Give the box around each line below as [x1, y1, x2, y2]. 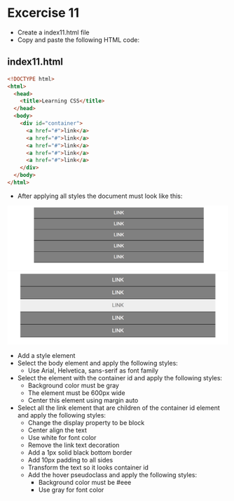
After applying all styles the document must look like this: [17, 192, 183, 200]
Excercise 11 [7, 5, 79, 21]
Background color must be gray [27, 381, 119, 389]
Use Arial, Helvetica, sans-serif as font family [27, 366, 159, 375]
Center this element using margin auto [27, 396, 139, 404]
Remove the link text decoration [27, 441, 120, 449]
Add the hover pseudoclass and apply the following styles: [27, 470, 198, 479]
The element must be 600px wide [27, 388, 125, 397]
